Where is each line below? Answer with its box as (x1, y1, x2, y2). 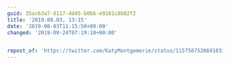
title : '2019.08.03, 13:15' (7, 16, 88, 23)
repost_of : (7, 47, 38, 55)
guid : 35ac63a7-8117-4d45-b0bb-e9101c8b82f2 (7, 10, 136, 17)
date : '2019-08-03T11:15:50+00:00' (7, 23, 109, 29)
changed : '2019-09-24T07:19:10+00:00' (7, 29, 118, 36)
